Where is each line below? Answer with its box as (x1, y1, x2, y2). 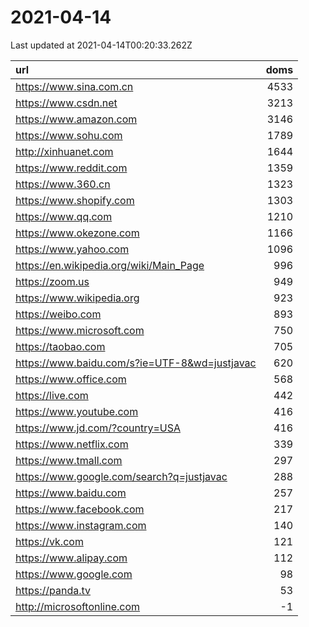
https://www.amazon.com (15, 112, 138, 126)
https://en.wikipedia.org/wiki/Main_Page (15, 258, 205, 272)
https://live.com (15, 388, 89, 402)
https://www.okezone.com (15, 226, 140, 240)
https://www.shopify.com (15, 193, 135, 207)
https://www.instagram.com (15, 518, 147, 532)
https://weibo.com (15, 307, 102, 321)
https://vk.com (15, 534, 84, 548)
